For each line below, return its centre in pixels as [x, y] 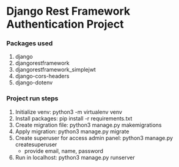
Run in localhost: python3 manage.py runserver [75, 157]
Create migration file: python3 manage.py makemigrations [88, 125]
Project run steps [32, 98]
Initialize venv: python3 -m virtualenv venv [68, 112]
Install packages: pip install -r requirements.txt [74, 118]
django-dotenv [34, 83]
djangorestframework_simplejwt [55, 70]
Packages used [30, 43]
